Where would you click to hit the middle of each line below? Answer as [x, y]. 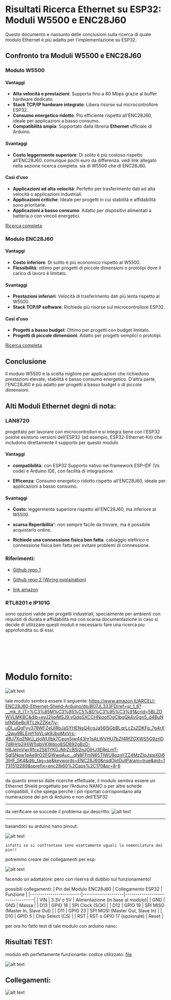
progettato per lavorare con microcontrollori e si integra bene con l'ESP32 [83, 432]
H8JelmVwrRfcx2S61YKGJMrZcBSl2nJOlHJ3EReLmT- [62, 749]
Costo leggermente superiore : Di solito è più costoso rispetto [78, 155]
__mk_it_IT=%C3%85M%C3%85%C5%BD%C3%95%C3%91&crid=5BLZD [84, 711]
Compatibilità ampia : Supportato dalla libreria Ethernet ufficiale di [82, 127]
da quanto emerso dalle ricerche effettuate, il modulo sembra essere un [80, 780]
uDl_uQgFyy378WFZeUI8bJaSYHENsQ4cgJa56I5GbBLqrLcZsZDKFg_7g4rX [85, 728]
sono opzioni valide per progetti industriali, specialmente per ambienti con [83, 614]
